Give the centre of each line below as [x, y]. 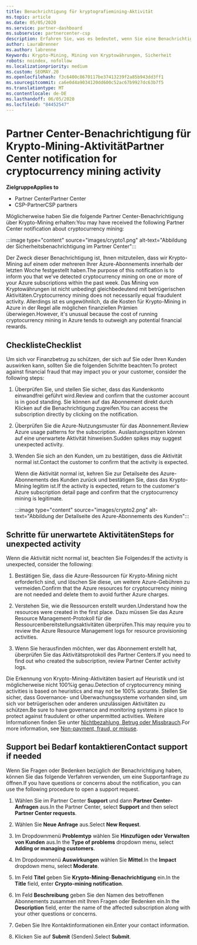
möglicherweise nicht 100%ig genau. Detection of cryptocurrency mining [94, 685]
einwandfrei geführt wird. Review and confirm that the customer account [102, 396]
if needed [24, 756]
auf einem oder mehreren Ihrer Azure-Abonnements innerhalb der [103, 264]
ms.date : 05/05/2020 [31, 22]
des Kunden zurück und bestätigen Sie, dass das [109, 480]
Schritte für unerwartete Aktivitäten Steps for [90, 535]
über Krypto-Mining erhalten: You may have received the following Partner [95, 223]
